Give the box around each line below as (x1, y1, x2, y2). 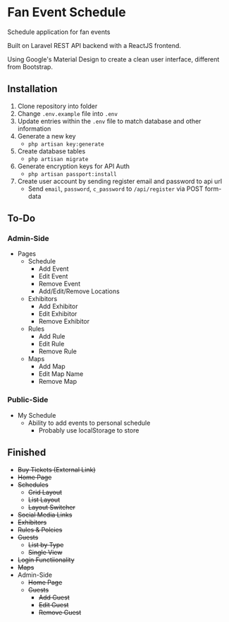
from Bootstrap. (7, 62, 53, 71)
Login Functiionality (17, 556, 75, 564)
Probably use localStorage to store (38, 426, 140, 435)
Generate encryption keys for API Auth (17, 162, 130, 170)
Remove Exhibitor (38, 317, 90, 326)
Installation (7, 83, 58, 95)
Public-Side (7, 395, 49, 405)
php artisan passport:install (27, 170, 118, 177)
